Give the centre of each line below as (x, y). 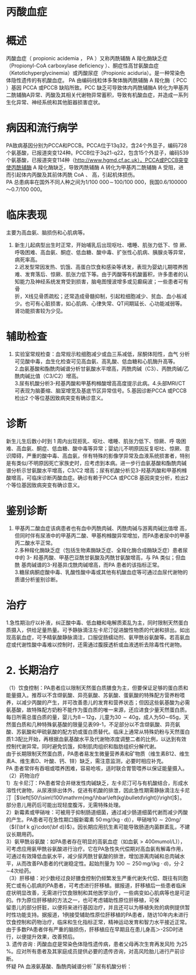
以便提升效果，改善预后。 (47, 936)
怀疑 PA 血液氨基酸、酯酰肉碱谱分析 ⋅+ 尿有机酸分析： (69, 966)
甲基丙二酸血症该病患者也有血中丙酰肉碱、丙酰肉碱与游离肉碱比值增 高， (102, 528)
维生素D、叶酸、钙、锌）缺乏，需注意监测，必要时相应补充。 (93, 761)
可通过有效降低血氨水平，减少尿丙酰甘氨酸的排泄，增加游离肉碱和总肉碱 (93, 856)
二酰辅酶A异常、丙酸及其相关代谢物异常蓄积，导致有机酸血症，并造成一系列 (97, 95)
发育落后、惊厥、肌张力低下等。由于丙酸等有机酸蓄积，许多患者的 (104, 274)
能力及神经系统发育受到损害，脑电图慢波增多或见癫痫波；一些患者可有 (104, 281)
